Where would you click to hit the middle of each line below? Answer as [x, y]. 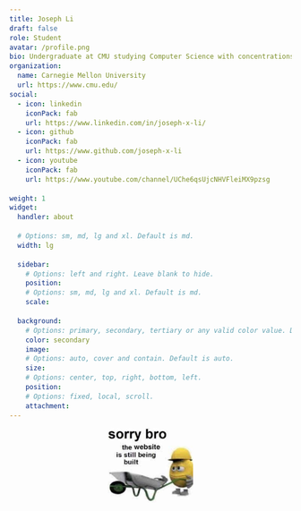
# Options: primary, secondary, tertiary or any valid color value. [156, 330]
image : [38, 349]
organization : [36, 66]
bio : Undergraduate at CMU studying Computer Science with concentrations [152, 57]
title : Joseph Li [42, 19]
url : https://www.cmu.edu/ [68, 85]
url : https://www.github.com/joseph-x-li [103, 151]
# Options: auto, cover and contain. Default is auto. [130, 359]
